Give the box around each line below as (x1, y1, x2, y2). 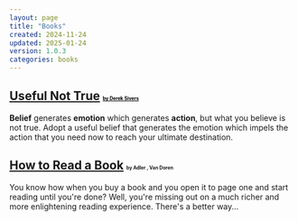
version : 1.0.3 (9, 47, 67, 56)
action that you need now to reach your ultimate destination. (9, 132, 233, 143)
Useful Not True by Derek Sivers (9, 88, 140, 104)
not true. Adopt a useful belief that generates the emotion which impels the (9, 122, 289, 133)
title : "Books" (9, 22, 67, 31)
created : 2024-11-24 (9, 30, 88, 39)
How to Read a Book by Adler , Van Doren (9, 158, 174, 173)
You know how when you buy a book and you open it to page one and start (9, 181, 289, 192)
